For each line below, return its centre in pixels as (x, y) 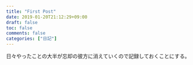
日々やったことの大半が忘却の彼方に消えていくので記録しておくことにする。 (98, 56)
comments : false (26, 33)
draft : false (22, 22)
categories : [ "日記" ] (32, 39)
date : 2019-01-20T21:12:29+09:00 (47, 17)
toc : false (19, 28)
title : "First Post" (31, 11)
